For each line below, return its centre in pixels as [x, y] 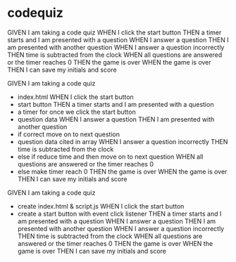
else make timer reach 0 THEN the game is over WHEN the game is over [122, 171]
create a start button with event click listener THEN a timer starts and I [119, 214]
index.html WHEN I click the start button [75, 97]
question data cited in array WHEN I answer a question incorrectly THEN [123, 141]
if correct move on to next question [68, 134]
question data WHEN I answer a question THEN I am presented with [116, 119]
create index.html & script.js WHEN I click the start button [101, 206]
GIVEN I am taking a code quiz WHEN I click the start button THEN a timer [114, 32]
